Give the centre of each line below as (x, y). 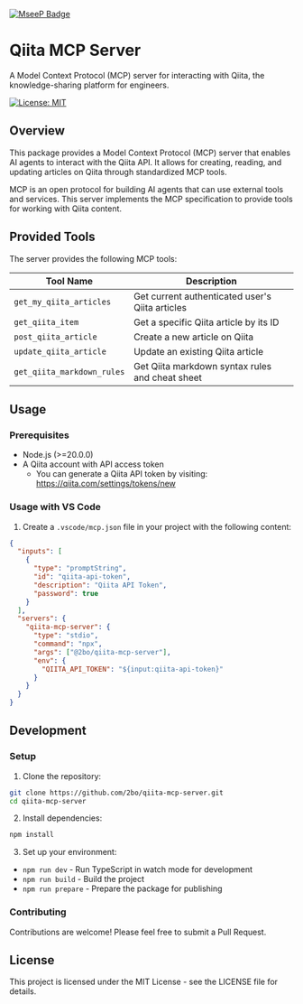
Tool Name (69, 281)
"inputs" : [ (40, 552)
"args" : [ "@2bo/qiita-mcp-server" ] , (102, 652)
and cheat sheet (168, 377)
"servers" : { (42, 618)
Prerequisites (39, 435)
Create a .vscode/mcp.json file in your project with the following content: (156, 526)
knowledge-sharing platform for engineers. (89, 85)
